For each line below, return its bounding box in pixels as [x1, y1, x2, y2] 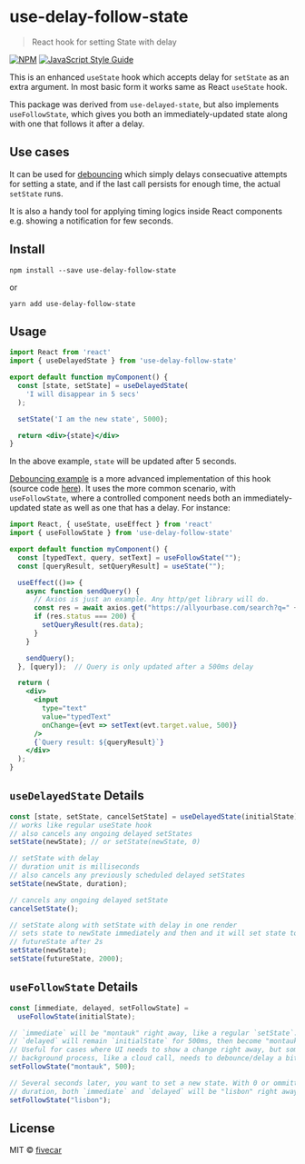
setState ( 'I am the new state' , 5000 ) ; [17, 414, 169, 423]
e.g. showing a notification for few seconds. [9, 215, 174, 226]
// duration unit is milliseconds [9, 862, 141, 871]
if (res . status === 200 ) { [33, 612, 136, 622]
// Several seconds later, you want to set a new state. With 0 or [9, 1079, 271, 1088]
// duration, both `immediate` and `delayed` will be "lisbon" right [9, 1087, 279, 1096]
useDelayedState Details [9, 788, 144, 803]
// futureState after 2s [9, 938, 103, 947]
